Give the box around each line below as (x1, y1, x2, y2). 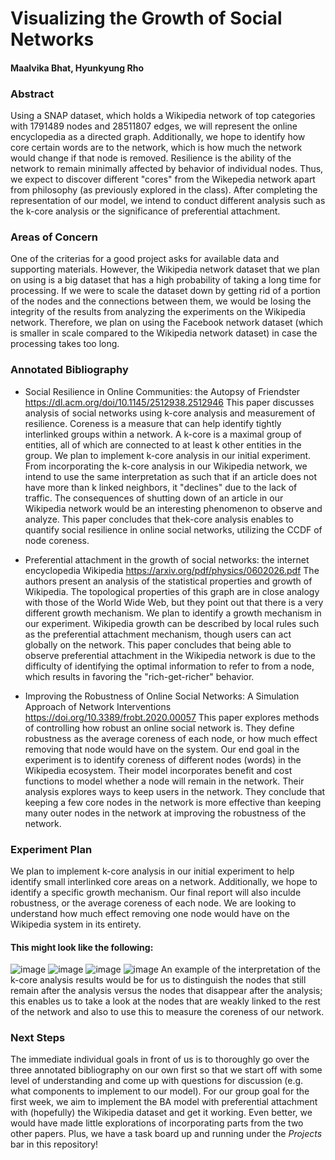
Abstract (10, 87, 55, 101)
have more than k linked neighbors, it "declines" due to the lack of (24, 481, 298, 493)
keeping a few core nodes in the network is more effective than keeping (24, 796, 322, 808)
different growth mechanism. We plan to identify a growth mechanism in (24, 607, 322, 619)
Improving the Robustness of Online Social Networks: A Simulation (24, 690, 300, 702)
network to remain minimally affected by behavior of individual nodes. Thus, (10, 163, 324, 175)
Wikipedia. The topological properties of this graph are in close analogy (24, 585, 320, 597)
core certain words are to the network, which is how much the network (10, 142, 303, 154)
